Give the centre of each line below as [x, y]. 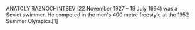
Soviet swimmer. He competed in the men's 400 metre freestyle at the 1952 [97, 15]
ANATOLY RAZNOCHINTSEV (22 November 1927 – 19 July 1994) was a [92, 9]
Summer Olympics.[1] [32, 21]
